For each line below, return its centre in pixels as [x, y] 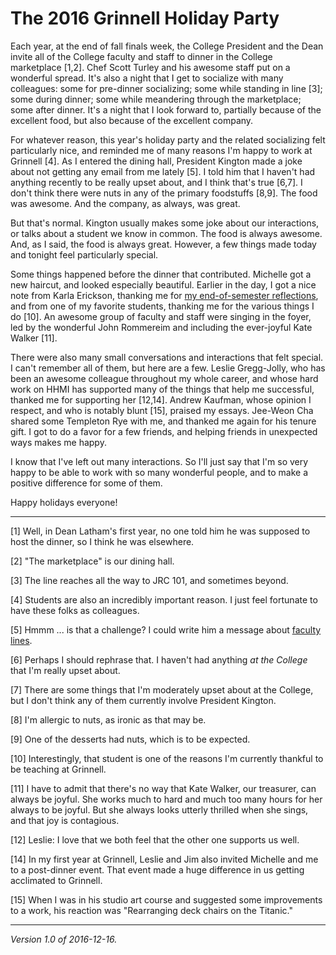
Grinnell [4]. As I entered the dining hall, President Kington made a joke [156, 161]
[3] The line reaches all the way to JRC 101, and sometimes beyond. [149, 580]
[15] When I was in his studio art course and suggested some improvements [166, 899]
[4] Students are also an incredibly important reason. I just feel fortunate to [164, 599]
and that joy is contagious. [65, 820]
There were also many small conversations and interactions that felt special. [167, 357]
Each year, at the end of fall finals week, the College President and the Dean [167, 46]
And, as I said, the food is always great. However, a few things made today [163, 244]
